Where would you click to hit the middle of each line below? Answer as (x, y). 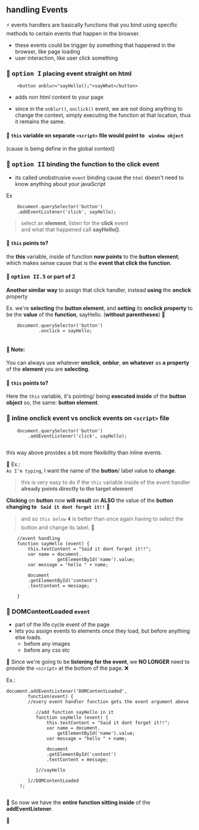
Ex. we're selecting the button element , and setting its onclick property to (99, 308)
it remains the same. (40, 122)
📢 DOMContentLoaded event (48, 612)
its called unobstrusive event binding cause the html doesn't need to (99, 178)
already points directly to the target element (77, 488)
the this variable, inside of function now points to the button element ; (93, 256)
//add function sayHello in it (75, 713)
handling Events (37, 10)
